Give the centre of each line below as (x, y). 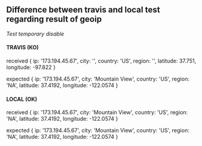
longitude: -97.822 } (31, 67)
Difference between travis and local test (83, 10)
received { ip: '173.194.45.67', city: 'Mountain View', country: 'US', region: (97, 112)
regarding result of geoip (54, 20)
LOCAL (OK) (22, 99)
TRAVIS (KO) (23, 47)
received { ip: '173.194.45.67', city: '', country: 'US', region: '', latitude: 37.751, (101, 61)
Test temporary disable (35, 34)
